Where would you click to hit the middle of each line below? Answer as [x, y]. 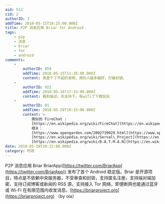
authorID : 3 [17, 19]
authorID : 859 [37, 69]
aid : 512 [14, 10]
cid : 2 [12, 14]
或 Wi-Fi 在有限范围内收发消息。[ [39, 190]
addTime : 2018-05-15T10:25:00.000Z [41, 23]
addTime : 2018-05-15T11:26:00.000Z [59, 74]
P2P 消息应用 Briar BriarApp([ [35, 165]
